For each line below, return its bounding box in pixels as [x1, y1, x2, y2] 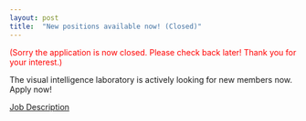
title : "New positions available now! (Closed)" [9, 22, 203, 31]
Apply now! [9, 84, 52, 95]
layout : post [9, 13, 59, 23]
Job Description [9, 101, 70, 112]
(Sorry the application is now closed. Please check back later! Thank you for [9, 46, 297, 57]
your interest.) [9, 56, 63, 67]
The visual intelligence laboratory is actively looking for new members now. [9, 74, 293, 85]
